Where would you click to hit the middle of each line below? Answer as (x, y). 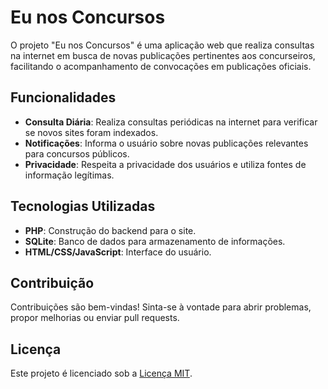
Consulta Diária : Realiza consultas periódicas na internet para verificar (171, 122)
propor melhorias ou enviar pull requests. (95, 318)
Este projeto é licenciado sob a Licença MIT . (101, 373)
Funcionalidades (63, 97)
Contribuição (52, 282)
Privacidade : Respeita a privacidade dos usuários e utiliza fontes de (165, 164)
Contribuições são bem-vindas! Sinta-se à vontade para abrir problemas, (161, 307)
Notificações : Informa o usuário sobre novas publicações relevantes (166, 143)
